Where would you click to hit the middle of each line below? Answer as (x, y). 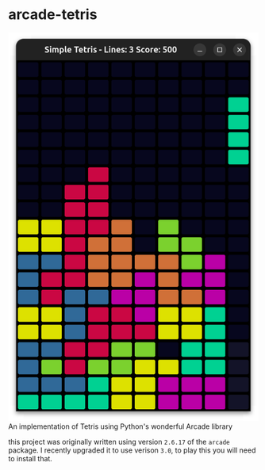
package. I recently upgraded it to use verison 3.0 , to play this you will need (132, 450)
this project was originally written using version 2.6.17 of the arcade (119, 442)
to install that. (31, 459)
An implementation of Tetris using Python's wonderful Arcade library (120, 426)
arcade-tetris (53, 15)
